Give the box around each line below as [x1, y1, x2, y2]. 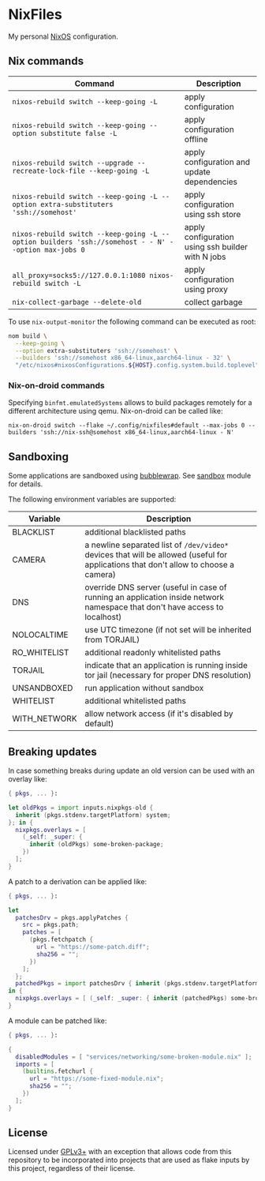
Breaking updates [8, 744, 97, 759]
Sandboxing [8, 450, 69, 463]
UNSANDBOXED [12, 683, 73, 694]
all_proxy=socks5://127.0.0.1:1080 [12, 271, 146, 279]
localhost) [84, 612, 122, 623]
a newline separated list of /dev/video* [84, 539, 229, 550]
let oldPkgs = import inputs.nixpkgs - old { [8, 804, 154, 812]
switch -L [44, 279, 81, 287]
